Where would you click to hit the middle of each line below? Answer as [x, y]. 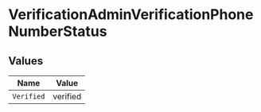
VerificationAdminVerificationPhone [131, 15]
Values [26, 61]
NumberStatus [58, 31]
